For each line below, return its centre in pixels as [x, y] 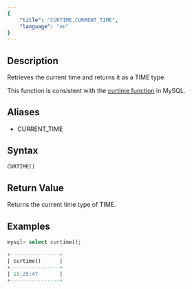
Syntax [23, 151]
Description [33, 60]
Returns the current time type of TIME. [62, 205]
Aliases [23, 112]
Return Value [35, 188]
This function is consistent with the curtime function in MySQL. [96, 91]
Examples [29, 226]
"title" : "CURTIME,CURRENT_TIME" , [69, 20]
